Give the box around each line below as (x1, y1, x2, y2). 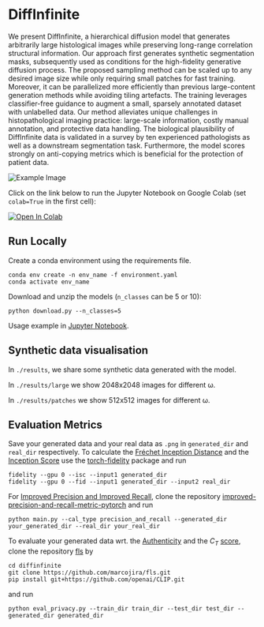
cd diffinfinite (8, 562, 61, 570)
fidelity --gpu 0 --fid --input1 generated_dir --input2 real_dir (8, 478, 231, 486)
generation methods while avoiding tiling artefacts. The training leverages (8, 90, 247, 99)
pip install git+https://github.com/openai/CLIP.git (8, 576, 185, 584)
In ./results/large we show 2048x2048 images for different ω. (8, 380, 216, 389)
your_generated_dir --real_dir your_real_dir (8, 523, 160, 531)
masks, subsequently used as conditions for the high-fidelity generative (8, 57, 242, 66)
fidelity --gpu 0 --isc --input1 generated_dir (8, 471, 168, 479)
